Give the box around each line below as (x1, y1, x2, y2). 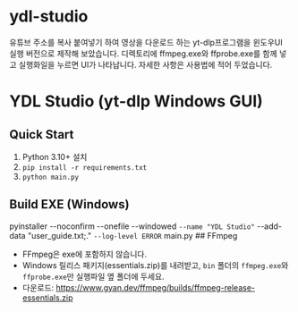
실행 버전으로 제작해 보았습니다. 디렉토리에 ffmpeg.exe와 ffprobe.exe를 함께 (9, 47, 277, 59)
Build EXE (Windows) (9, 197, 130, 212)
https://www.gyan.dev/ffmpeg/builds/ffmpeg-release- (55, 282, 255, 292)
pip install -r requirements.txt (21, 163, 148, 172)
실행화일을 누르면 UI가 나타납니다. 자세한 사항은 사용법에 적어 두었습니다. (18, 59, 273, 70)
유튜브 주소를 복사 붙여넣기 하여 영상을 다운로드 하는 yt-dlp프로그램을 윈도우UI (9, 37, 284, 47)
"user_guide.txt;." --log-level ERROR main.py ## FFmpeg (27, 230, 238, 240)
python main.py (21, 173, 80, 181)
